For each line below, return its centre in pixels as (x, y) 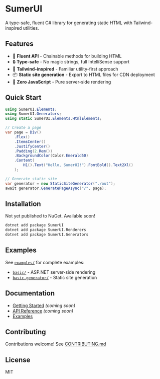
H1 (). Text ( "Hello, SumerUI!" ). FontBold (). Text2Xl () (78, 165)
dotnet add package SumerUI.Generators (47, 235)
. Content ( (25, 161)
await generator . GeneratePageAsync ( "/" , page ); (56, 188)
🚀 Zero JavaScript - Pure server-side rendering (62, 82)
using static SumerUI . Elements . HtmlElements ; (53, 119)
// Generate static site (31, 179)
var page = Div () (23, 132)
